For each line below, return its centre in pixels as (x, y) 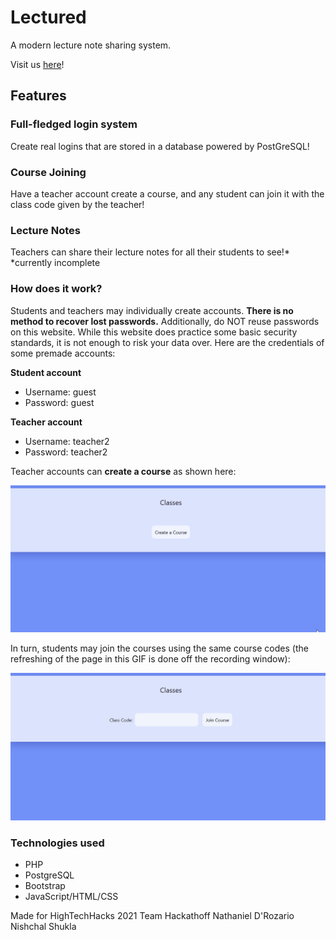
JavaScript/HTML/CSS (71, 897)
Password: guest (59, 402)
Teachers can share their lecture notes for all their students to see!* (150, 252)
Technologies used (57, 843)
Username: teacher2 (67, 441)
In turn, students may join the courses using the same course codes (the (159, 648)
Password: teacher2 (66, 452)
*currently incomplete (55, 263)
